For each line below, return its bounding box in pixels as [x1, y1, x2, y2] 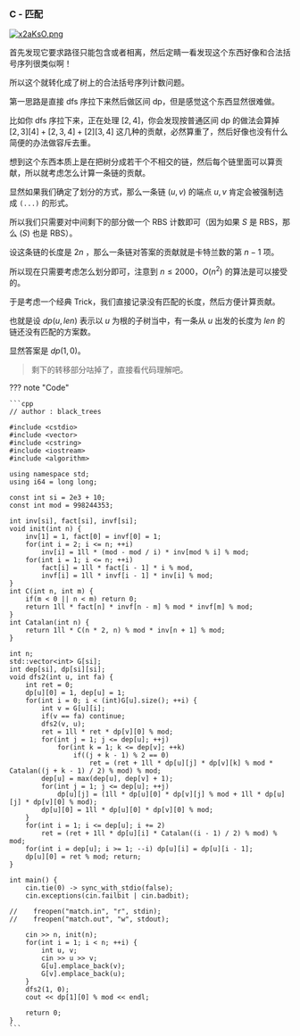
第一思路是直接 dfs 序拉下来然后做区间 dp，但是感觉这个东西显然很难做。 [9, 96, 279, 107]
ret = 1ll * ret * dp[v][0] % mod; [41, 727, 174, 736]
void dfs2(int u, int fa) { [9, 672, 114, 682]
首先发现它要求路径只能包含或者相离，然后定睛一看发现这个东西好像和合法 [9, 47, 283, 58]
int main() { [9, 875, 58, 884]
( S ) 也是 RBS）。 [19, 228, 78, 238]
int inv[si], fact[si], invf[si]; [9, 516, 138, 526]
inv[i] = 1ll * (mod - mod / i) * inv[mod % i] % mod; [41, 547, 250, 557]
